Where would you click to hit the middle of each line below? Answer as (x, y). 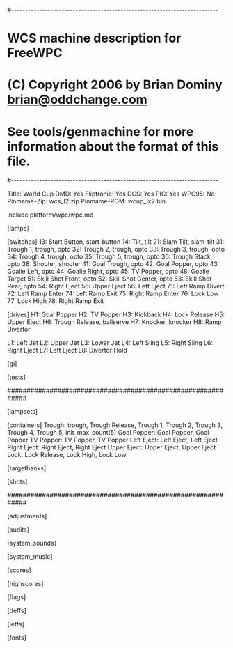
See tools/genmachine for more (101, 131)
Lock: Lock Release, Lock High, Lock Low (67, 455)
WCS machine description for (94, 38)
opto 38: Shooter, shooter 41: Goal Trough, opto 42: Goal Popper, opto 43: (113, 264)
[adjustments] (27, 516)
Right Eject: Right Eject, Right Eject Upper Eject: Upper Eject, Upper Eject (112, 447)
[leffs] (16, 624)
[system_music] (30, 557)
